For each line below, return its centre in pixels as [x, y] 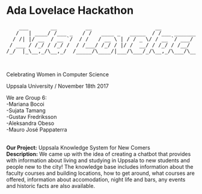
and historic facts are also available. [50, 186]
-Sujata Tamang [26, 110]
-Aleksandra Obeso [30, 123]
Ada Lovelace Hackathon [70, 11]
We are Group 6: [26, 97]
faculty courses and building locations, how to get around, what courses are [101, 173]
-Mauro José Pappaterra [37, 129]
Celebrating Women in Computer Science [58, 74]
